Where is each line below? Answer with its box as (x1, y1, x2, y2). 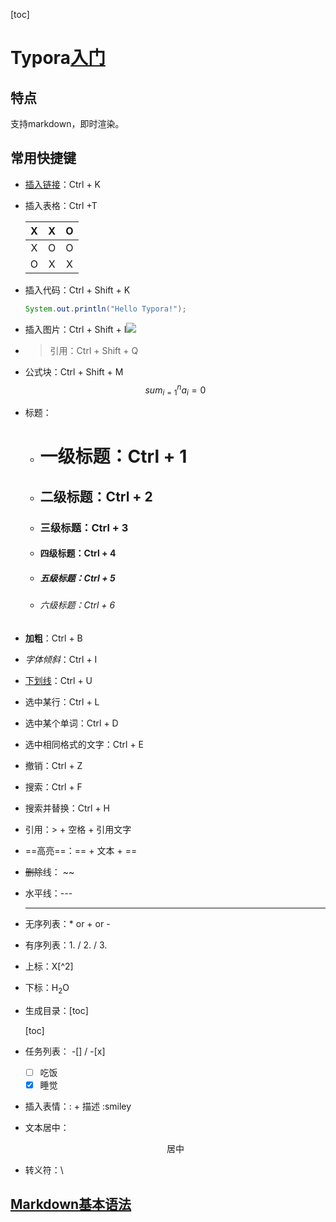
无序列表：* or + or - (24, 917, 111, 929)
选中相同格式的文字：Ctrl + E (24, 738, 145, 750)
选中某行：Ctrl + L (24, 695, 100, 708)
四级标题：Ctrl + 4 (39, 547, 117, 559)
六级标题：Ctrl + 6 (39, 599, 116, 611)
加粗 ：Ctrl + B (24, 632, 83, 644)
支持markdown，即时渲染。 (10, 118, 125, 129)
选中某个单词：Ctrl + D (24, 717, 119, 729)
